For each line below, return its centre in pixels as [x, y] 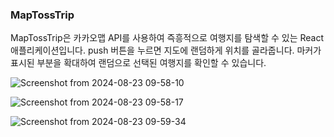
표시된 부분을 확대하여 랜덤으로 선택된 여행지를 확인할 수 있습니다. [138, 63]
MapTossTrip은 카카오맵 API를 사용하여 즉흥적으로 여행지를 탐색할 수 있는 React [167, 38]
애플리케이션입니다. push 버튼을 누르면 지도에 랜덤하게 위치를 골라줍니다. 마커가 [166, 50]
